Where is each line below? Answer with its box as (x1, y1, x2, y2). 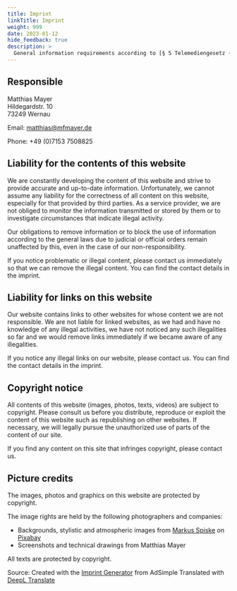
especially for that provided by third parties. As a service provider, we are (7, 198, 221, 207)
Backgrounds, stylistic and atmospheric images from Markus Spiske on (17, 525, 224, 534)
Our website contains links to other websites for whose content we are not (7, 310, 224, 318)
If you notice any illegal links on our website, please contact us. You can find (7, 354, 230, 362)
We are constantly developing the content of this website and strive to (7, 176, 211, 184)
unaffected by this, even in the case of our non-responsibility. (7, 242, 186, 251)
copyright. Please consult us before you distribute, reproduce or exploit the (7, 408, 226, 417)
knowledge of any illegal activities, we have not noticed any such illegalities (7, 326, 227, 334)
